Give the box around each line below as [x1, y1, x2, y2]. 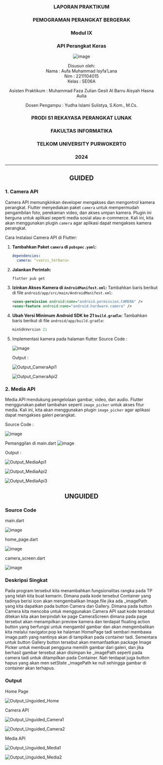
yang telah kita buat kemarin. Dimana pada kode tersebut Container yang [5, 593, 151, 599]
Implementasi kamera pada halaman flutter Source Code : [12, 336, 128, 342]
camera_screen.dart [5, 555, 45, 561]
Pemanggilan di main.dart [5, 440, 56, 446]
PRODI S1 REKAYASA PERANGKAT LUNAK [31, 114, 132, 121]
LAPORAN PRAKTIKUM [53, 3, 110, 10]
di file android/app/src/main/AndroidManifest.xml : [12, 290, 113, 296]
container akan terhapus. [5, 665, 55, 671]
